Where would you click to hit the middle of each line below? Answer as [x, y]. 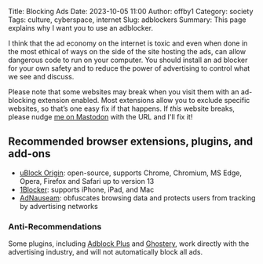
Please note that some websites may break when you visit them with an [124, 92]
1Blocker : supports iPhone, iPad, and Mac [87, 189]
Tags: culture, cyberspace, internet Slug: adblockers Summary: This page [127, 20]
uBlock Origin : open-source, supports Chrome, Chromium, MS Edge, [130, 173]
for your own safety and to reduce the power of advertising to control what [129, 68]
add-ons [29, 154]
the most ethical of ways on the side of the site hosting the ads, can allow [127, 51]
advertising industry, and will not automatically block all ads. [106, 252]
